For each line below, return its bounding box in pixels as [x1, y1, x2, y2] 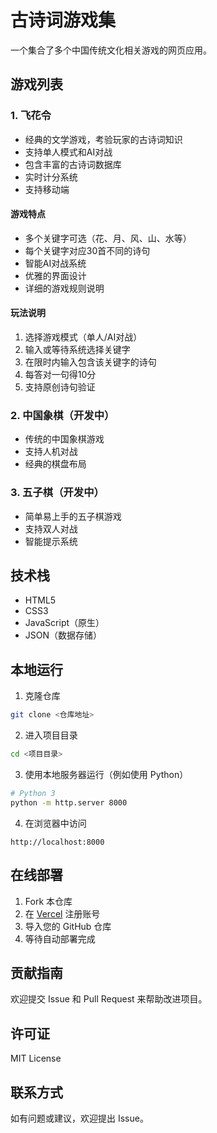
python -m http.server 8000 [10, 797, 128, 808]
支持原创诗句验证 [24, 381, 96, 393]
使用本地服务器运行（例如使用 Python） [24, 769, 189, 780]
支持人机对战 [24, 446, 78, 458]
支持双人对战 [24, 522, 78, 535]
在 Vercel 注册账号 [24, 907, 101, 920]
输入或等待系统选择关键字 [24, 344, 131, 356]
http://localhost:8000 [10, 837, 105, 847]
